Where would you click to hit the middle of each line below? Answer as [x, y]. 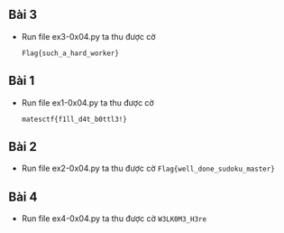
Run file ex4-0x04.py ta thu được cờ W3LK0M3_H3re [114, 219]
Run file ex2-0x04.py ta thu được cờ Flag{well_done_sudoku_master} [148, 168]
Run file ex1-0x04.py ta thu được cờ [87, 102]
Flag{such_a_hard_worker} [70, 53]
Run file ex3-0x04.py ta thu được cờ [88, 36]
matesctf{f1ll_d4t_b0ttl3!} [74, 119]
